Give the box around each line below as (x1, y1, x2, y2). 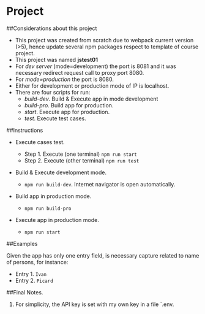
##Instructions (6, 126, 43, 134)
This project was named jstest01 (15, 56, 99, 63)
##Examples (6, 240, 38, 247)
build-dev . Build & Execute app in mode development (24, 95, 158, 102)
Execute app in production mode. (15, 216, 99, 223)
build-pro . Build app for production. (24, 101, 114, 109)
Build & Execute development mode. (15, 169, 107, 176)
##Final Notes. (6, 288, 43, 296)
